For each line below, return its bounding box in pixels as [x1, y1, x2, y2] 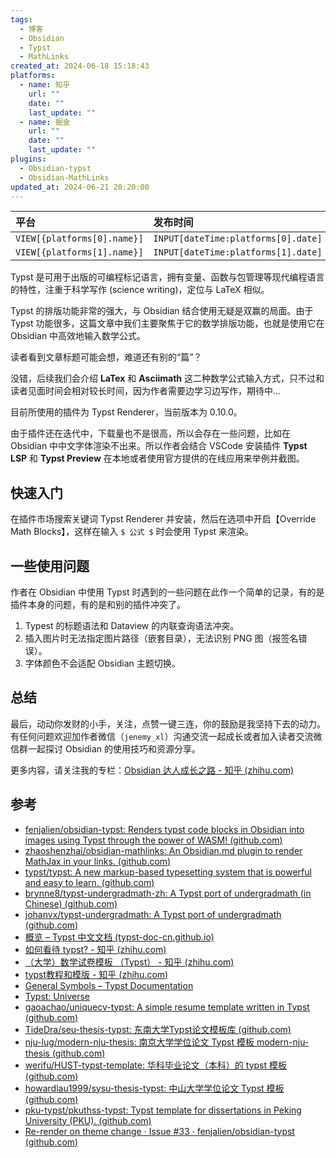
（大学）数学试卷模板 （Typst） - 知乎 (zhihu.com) [24, 956, 235, 968]
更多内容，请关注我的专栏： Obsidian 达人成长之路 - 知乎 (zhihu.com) [10, 764, 295, 776]
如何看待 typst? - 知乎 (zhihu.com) [24, 943, 167, 955]
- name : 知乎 [19, 80, 71, 90]
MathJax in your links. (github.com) [24, 855, 172, 867]
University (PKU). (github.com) [24, 1114, 152, 1126]
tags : [10, 14, 33, 25]
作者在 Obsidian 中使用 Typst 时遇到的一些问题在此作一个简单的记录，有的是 [10, 586, 325, 598]
